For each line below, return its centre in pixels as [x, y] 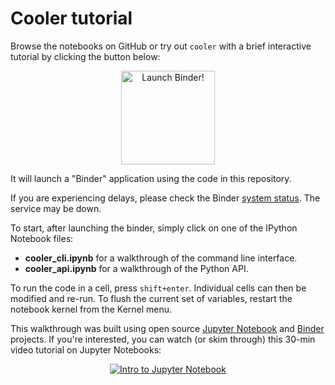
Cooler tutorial [71, 18]
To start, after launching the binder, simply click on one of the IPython [154, 228]
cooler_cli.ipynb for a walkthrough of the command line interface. [161, 258]
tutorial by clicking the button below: [85, 56]
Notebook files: [42, 238]
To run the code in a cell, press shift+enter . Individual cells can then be [158, 288]
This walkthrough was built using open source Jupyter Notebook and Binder [167, 328]
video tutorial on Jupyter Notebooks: [86, 349]
